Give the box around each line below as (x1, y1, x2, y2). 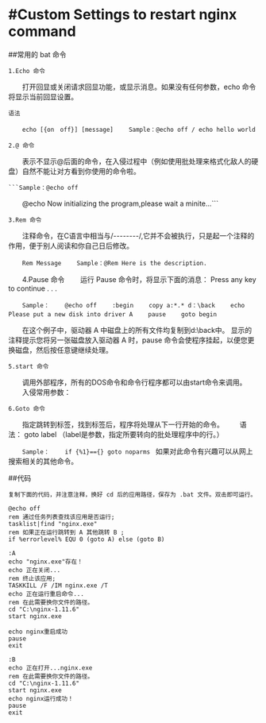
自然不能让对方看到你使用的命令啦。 (21, 166, 141, 176)
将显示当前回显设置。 (8, 91, 78, 101)
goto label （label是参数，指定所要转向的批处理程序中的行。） (23, 429, 224, 439)
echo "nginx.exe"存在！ (8, 558, 83, 566)
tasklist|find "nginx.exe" (8, 520, 98, 528)
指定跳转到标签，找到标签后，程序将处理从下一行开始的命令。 (21, 419, 224, 429)
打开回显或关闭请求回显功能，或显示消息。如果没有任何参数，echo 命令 (21, 82, 256, 91)
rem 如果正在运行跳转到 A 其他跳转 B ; (8, 528, 125, 536)
